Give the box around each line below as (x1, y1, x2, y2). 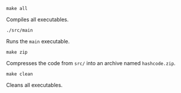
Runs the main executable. (6, 38, 70, 44)
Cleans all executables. (6, 82, 63, 88)
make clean (6, 71, 33, 77)
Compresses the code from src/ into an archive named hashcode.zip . (6, 60, 176, 66)
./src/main (6, 27, 33, 33)
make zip (6, 49, 28, 55)
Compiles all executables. (6, 16, 69, 23)
